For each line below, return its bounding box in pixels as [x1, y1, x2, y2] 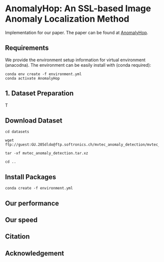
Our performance [5, 199, 60, 208]
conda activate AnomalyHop [5, 76, 60, 81]
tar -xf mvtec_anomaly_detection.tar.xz [5, 151, 89, 156]
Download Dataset [5, 116, 62, 125]
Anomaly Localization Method [5, 13, 129, 25]
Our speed [5, 215, 38, 224]
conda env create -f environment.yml [5, 72, 82, 77]
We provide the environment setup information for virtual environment [5, 57, 145, 63]
